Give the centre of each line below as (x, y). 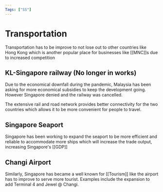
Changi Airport (28, 162)
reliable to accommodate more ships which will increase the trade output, (79, 142)
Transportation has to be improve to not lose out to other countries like (76, 47)
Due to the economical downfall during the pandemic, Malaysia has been (78, 85)
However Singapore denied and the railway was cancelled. (64, 95)
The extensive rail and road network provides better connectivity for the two (81, 104)
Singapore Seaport (34, 125)
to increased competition (30, 58)
